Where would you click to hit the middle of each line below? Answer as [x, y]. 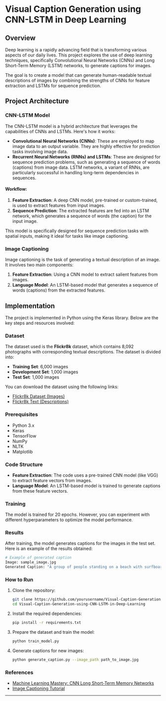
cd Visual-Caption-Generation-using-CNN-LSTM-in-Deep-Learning [79, 604]
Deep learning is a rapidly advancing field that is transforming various [76, 50]
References [19, 672]
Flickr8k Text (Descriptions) [41, 401]
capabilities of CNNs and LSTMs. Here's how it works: [60, 131]
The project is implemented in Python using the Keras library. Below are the [82, 318]
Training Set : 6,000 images [40, 367]
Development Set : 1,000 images [45, 372]
